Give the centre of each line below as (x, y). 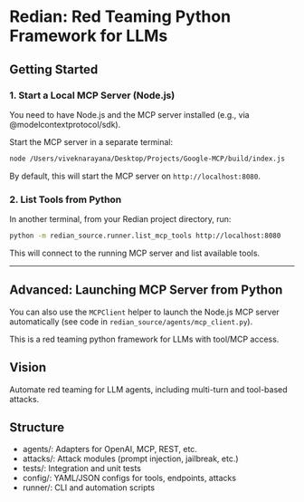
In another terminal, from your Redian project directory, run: (120, 219)
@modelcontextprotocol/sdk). (65, 124)
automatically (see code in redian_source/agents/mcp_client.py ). (131, 321)
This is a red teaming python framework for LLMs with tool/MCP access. (144, 339)
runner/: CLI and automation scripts (89, 488)
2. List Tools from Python (66, 199)
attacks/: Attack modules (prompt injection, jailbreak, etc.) (130, 459)
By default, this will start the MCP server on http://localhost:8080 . (135, 176)
